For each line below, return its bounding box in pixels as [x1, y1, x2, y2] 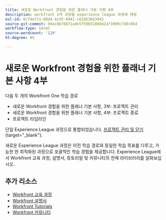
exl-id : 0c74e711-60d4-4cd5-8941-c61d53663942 [5, 16, 104, 21]
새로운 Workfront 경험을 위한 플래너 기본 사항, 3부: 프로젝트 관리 [12, 103, 138, 109]
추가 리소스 [5, 177, 37, 185]
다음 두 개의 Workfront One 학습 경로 [5, 92, 78, 98]
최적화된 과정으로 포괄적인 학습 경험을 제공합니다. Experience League [19, 148, 157, 154]
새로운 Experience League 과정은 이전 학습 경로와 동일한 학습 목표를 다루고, [5, 142, 154, 148]
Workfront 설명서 [12, 197, 47, 203]
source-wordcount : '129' [5, 30, 57, 35]
